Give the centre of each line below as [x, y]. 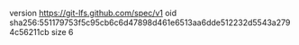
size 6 [62, 32]
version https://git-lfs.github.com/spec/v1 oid [93, 13]
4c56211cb [29, 32]
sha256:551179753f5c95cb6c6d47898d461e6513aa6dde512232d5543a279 [150, 22]
